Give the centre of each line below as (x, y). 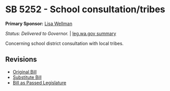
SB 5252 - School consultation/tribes (85, 9)
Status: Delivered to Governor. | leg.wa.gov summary (61, 33)
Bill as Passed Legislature (39, 82)
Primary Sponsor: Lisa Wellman (39, 24)
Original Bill (25, 72)
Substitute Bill (27, 77)
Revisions (21, 60)
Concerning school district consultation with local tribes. (64, 43)
